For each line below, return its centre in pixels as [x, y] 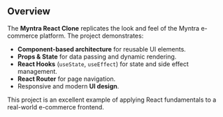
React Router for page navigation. [66, 79]
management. [37, 71]
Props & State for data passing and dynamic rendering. [97, 56]
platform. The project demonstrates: [92, 36]
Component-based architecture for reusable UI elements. [102, 49]
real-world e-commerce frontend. [56, 107]
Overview [29, 11]
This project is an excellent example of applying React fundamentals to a [112, 100]
